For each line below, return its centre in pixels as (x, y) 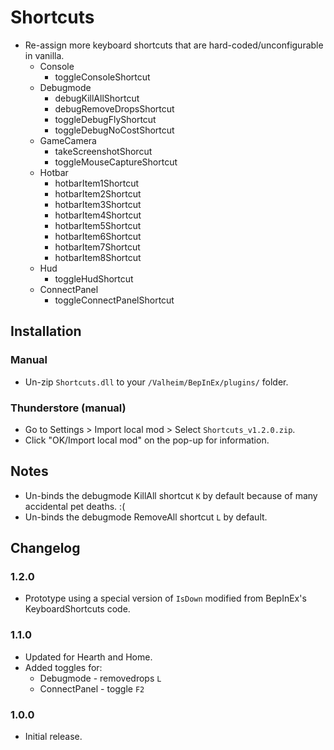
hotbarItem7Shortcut (97, 247)
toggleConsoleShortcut (102, 77)
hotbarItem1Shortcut (97, 183)
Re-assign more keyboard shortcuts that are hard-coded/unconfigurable (174, 45)
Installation (46, 331)
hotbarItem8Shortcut (98, 257)
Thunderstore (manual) (68, 408)
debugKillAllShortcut (97, 98)
